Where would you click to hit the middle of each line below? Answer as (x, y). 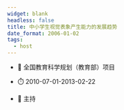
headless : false (31, 20)
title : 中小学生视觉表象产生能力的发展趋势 (62, 27)
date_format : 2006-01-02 (43, 33)
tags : (15, 40)
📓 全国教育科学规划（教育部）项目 (66, 67)
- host (23, 46)
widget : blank (28, 14)
